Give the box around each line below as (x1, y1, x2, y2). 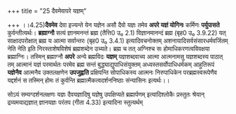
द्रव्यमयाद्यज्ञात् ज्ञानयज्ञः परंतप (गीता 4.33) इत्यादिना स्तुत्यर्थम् (7, 99, 143, 106)
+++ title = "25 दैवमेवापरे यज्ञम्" (7, 7, 87, 15)
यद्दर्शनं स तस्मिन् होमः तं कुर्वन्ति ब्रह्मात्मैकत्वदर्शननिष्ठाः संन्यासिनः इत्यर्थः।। (7, 76, 170, 84)
